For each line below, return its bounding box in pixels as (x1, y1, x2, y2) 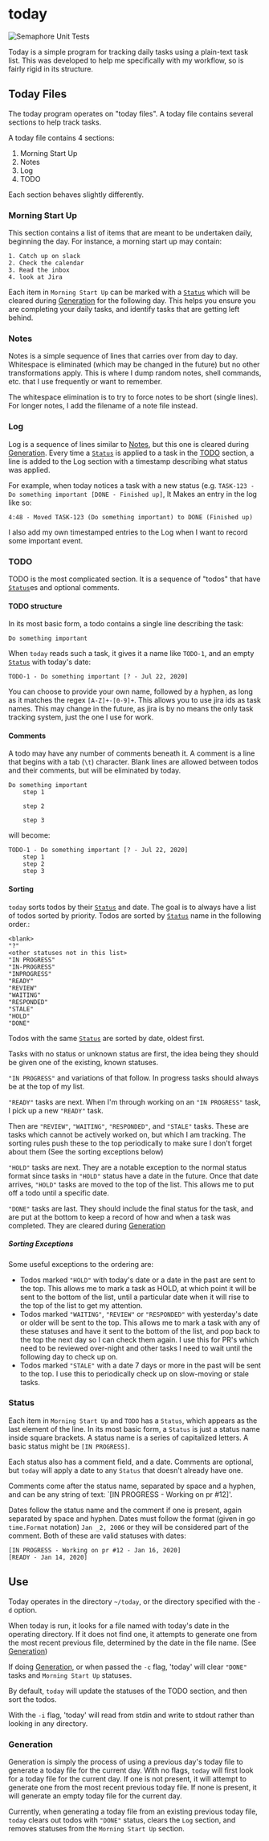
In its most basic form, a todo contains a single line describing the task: (8, 619, 243, 629)
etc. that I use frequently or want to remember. (8, 377, 163, 387)
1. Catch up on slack (8, 252, 81, 260)
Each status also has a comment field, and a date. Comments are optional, (8, 1457, 255, 1466)
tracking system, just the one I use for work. (8, 712, 154, 722)
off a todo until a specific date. (8, 1187, 110, 1198)
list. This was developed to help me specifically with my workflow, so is (8, 55, 244, 65)
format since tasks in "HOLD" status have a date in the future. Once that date (8, 1171, 259, 1180)
